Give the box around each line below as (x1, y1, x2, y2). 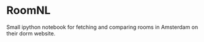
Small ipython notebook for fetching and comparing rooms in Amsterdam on (6, 23, 198, 31)
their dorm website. (6, 29, 56, 37)
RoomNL (6, 4, 51, 17)
